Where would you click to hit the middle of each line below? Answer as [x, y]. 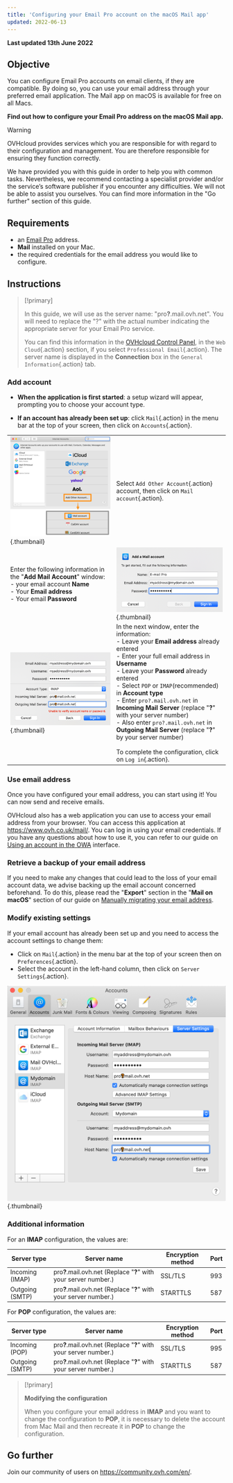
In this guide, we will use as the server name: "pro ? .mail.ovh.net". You [124, 314]
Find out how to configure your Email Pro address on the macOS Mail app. [115, 117]
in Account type [140, 693]
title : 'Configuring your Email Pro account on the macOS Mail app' [108, 15]
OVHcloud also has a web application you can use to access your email [109, 815]
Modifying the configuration [66, 1398]
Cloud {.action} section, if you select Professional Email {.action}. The [123, 349]
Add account [29, 382]
